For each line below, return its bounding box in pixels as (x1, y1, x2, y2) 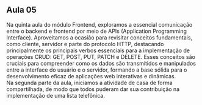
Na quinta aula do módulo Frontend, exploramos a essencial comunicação (6, 21, 193, 28)
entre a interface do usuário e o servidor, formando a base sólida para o (6, 66, 187, 73)
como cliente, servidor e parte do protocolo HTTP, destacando (6, 40, 164, 47)
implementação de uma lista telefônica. (6, 92, 105, 99)
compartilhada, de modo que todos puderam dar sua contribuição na (6, 85, 180, 93)
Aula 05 (6, 5, 37, 15)
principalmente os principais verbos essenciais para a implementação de (6, 47, 190, 54)
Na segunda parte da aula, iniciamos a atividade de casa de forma (6, 79, 173, 86)
